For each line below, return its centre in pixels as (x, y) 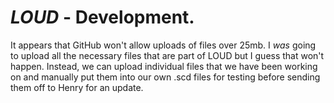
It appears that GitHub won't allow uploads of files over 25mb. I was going (163, 45)
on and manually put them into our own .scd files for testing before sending (165, 77)
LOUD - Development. (102, 17)
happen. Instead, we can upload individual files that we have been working (164, 66)
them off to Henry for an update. (77, 87)
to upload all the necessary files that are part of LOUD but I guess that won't (167, 55)
